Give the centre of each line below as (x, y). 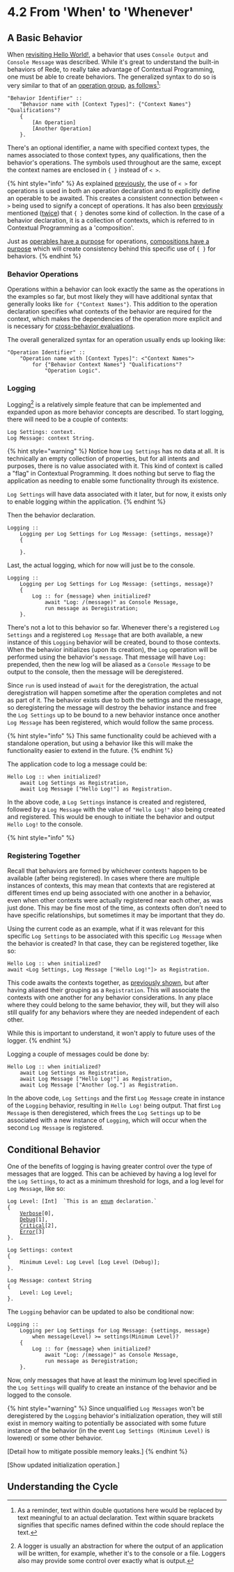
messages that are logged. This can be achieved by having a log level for (112, 1174)
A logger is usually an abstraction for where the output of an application (120, 1546)
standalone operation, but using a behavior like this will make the (100, 743)
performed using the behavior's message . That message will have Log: (107, 657)
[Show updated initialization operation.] (64, 1465)
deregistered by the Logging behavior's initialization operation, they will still (115, 1416)
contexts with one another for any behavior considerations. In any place (110, 997)
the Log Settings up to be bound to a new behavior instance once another (114, 715)
